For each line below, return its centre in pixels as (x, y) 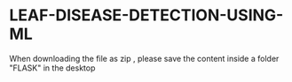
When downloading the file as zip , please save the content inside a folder (144, 58)
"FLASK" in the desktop (52, 68)
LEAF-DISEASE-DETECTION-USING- (146, 15)
